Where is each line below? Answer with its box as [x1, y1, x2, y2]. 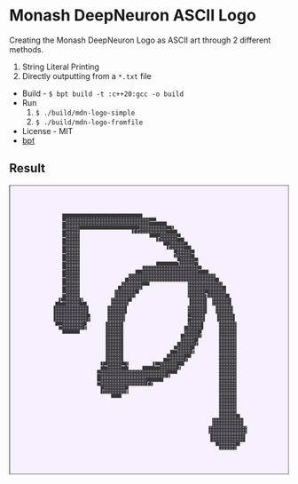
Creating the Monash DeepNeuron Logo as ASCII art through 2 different [9, 35, 271, 45]
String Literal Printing [21, 61, 100, 72]
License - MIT [21, 125, 74, 136]
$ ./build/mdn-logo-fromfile [35, 117, 144, 127]
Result [9, 161, 46, 176]
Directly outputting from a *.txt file [21, 70, 153, 81]
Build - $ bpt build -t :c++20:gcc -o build [21, 88, 184, 99]
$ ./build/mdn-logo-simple [35, 108, 136, 117]
